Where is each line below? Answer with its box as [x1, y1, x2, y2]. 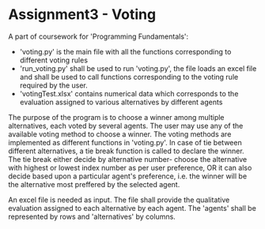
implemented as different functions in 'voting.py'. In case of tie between [8, 137, 243, 147]
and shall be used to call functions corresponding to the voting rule [19, 72, 239, 81]
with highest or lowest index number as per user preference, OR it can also [8, 163, 252, 172]
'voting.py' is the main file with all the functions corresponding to [19, 47, 232, 56]
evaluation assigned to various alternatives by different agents [19, 97, 223, 107]
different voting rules [19, 55, 89, 65]
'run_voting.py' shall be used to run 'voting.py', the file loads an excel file [19, 63, 257, 73]
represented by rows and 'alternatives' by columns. [8, 212, 176, 221]
